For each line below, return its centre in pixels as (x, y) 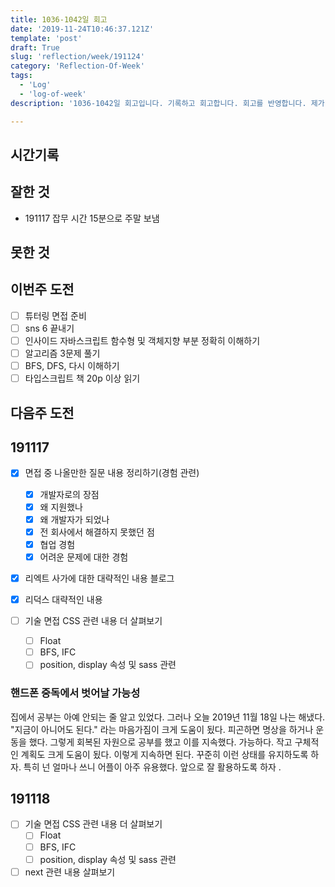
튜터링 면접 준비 (55, 315)
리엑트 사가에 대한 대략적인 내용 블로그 (99, 578)
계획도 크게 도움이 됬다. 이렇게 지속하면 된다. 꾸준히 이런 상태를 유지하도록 (164, 754)
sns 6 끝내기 (49, 328)
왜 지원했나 (61, 507)
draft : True (35, 47)
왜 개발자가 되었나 (74, 519)
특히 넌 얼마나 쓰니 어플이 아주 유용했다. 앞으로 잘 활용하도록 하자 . (152, 767)
